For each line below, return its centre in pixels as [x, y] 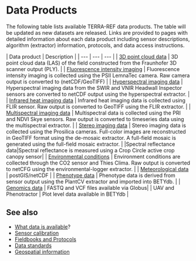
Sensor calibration [37, 233]
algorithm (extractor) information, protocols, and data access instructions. [95, 45]
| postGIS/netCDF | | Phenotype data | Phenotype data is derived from [91, 175]
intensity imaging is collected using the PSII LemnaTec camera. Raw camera [98, 75]
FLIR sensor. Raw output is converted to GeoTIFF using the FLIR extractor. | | [98, 106]
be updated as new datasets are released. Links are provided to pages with [97, 32]
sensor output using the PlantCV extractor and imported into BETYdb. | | [93, 181]
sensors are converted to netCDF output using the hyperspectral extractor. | [98, 94]
